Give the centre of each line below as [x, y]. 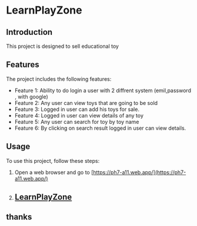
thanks [19, 217]
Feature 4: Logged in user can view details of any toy [79, 115]
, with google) [31, 96]
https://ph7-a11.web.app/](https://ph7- [140, 172]
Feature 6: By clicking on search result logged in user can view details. [100, 128]
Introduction [29, 32]
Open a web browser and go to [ [54, 172]
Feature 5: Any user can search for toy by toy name [77, 122]
